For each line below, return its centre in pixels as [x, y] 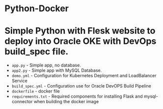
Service [19, 81]
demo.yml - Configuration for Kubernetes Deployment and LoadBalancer [84, 76]
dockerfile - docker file [36, 91]
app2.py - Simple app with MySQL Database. [57, 70]
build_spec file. [37, 52]
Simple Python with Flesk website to [80, 31]
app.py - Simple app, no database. [46, 65]
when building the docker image [66, 102]
